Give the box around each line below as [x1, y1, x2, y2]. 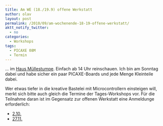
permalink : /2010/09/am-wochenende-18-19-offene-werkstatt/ [5, 21, 130, 26]
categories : [5, 35, 29, 40]
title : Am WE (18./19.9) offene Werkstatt [5, 7, 92, 12]
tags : [5, 43, 16, 48]
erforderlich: [5, 101, 30, 107]
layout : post [5, 16, 32, 21]
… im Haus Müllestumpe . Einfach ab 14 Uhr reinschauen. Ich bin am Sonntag [5, 66, 158, 72]
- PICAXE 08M [9, 48, 36, 53]
